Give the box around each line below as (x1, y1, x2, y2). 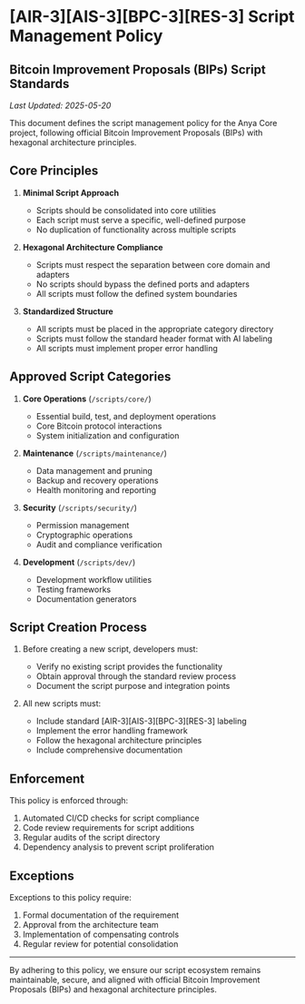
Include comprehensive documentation (35, 744, 183, 755)
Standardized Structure (22, 306, 113, 317)
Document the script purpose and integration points (35, 681, 231, 692)
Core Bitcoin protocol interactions (35, 420, 162, 431)
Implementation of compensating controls (22, 929, 180, 940)
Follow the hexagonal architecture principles (35, 735, 202, 746)
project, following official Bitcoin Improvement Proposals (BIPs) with (9, 127, 263, 138)
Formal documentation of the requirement (22, 910, 180, 920)
